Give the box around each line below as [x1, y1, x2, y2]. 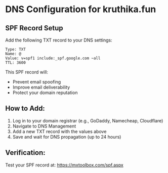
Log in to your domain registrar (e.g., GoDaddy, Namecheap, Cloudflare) [12, 117, 163, 123]
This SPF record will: [5, 69, 48, 75]
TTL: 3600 [5, 60, 26, 65]
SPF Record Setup [5, 24, 63, 32]
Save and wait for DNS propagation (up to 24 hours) [12, 134, 121, 140]
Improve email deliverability [12, 84, 70, 90]
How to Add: [5, 104, 46, 113]
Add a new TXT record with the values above [12, 128, 107, 135]
